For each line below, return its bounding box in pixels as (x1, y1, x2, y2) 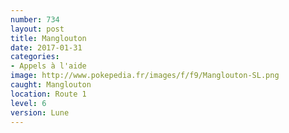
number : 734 (10, 14, 60, 25)
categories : (10, 52, 60, 62)
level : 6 (10, 98, 47, 108)
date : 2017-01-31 (10, 42, 83, 53)
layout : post (10, 24, 65, 34)
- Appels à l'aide (10, 61, 87, 71)
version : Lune (10, 107, 70, 118)
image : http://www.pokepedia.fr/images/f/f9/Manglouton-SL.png (10, 71, 280, 81)
